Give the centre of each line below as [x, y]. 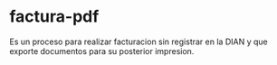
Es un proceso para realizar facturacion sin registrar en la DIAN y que [139, 42]
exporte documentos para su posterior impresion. [102, 51]
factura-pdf [54, 17]
